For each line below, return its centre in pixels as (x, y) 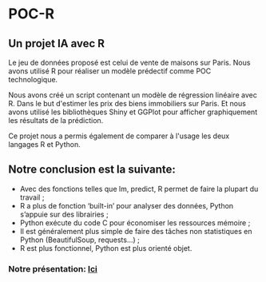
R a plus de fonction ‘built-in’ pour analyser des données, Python (127, 205)
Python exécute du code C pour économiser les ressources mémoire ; (135, 222)
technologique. (33, 79)
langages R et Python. (45, 144)
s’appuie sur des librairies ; (64, 214)
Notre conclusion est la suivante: (92, 170)
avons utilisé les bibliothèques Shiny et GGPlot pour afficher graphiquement (133, 112)
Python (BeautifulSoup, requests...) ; (79, 240)
